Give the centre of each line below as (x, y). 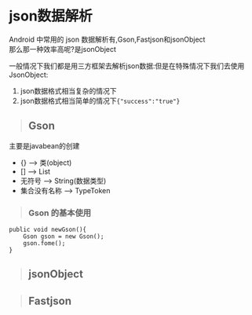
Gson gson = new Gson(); (64, 236)
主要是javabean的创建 (44, 145)
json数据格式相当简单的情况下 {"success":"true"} (100, 101)
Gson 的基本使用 (60, 213)
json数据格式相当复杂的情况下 (68, 90)
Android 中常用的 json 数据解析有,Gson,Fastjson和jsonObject (107, 39)
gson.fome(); (44, 244)
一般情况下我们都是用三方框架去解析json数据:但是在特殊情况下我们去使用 (127, 66)
